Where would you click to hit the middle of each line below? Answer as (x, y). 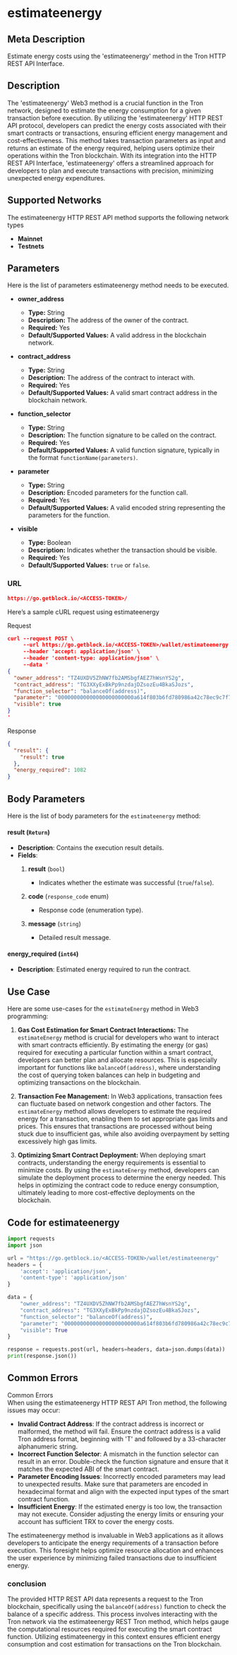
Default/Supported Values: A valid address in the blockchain (117, 335)
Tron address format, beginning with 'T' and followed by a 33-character (122, 1438)
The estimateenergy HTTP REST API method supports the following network (118, 217)
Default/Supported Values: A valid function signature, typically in (124, 450)
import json (25, 1245)
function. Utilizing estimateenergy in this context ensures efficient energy (114, 1637)
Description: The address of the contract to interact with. (111, 378)
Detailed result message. (75, 938)
